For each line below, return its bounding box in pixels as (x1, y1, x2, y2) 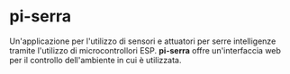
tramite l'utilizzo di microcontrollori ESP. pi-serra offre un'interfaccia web (9, 45, 282, 55)
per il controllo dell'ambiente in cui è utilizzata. (9, 54, 182, 65)
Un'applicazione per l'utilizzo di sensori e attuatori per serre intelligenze (9, 36, 276, 46)
